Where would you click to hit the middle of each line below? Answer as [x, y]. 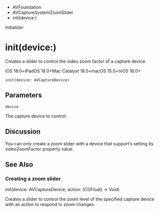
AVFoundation [27, 7]
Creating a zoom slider [33, 179]
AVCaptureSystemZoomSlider [43, 12]
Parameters [24, 95]
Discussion [23, 132]
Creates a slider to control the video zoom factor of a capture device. [76, 61]
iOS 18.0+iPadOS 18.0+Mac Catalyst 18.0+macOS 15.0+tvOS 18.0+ [73, 71]
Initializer [14, 27]
